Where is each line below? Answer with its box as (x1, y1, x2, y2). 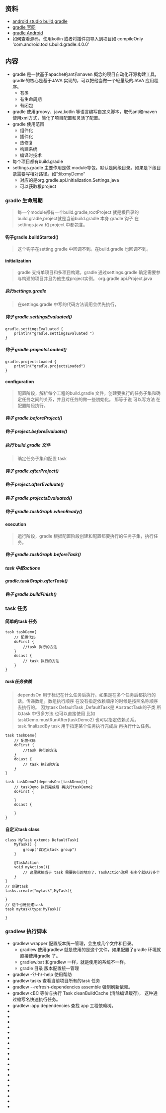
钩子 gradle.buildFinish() (5, 591, 57, 597)
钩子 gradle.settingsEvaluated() (5, 313, 72, 320)
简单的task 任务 (5, 618, 37, 624)
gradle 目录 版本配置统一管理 (19, 965, 80, 971)
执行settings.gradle (5, 288, 47, 294)
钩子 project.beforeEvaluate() (5, 428, 68, 434)
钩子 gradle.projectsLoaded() (5, 346, 67, 352)
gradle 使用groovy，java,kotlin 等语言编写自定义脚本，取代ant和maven (12, 109, 158, 115)
